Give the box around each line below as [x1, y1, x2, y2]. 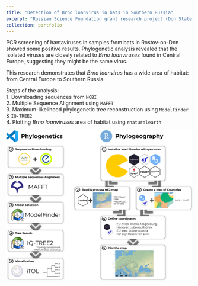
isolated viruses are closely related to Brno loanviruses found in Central [6, 52, 181, 59]
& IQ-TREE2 [6, 113, 33, 120]
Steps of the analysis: [6, 87, 59, 94]
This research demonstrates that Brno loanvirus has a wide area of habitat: [6, 69, 189, 76]
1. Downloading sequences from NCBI [6, 94, 97, 101]
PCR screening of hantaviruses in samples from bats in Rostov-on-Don [6, 39, 179, 46]
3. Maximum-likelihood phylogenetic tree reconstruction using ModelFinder [6, 106, 189, 113]
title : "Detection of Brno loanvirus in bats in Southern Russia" [6, 9, 174, 15]
